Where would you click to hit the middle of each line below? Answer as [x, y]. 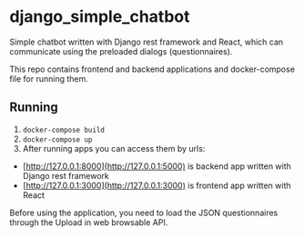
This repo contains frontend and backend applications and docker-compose [152, 69]
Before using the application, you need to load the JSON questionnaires [144, 212]
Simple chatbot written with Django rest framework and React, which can [147, 42]
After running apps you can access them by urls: [114, 148]
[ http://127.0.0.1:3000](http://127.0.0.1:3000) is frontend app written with [157, 185]
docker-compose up [57, 139]
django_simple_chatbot [100, 17]
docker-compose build [63, 130]
